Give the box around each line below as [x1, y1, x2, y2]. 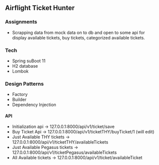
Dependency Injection [12, 102, 56, 108]
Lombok [12, 68, 29, 74]
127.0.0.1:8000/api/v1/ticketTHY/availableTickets [12, 139, 108, 145]
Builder [12, 97, 27, 103]
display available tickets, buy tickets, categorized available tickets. [12, 35, 145, 40]
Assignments [5, 18, 37, 25]
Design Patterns [5, 80, 44, 87]
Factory [12, 92, 28, 97]
